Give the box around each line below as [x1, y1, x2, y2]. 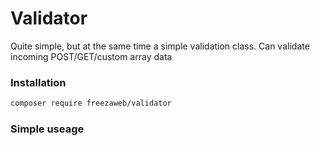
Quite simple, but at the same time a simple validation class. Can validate [10, 40, 310, 52]
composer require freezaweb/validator [10, 98, 172, 109]
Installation [10, 75, 67, 89]
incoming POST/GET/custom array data [10, 50, 173, 62]
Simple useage [10, 122, 85, 136]
